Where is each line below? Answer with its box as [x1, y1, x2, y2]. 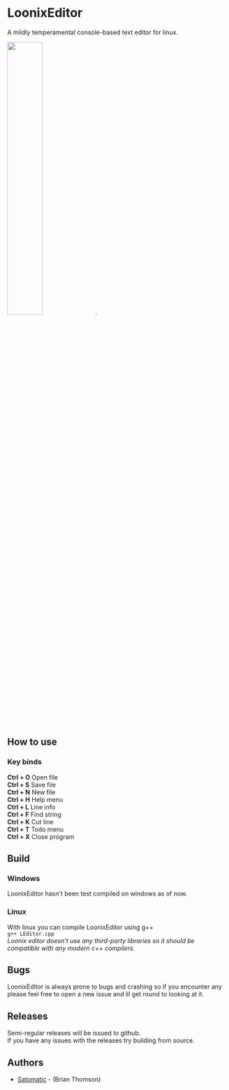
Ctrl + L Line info [7, 803, 56, 811]
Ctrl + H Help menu [7, 795, 64, 803]
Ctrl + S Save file [7, 780, 56, 789]
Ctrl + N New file [7, 788, 56, 796]
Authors [7, 1056, 44, 1068]
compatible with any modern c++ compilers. [7, 944, 135, 952]
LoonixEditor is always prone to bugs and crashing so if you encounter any [7, 982, 222, 991]
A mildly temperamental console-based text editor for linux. [7, 28, 179, 36]
